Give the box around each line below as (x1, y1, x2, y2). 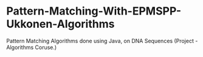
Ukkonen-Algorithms (6, 17, 115, 31)
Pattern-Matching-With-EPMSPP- (6, 4, 182, 18)
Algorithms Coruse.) (6, 44, 57, 51)
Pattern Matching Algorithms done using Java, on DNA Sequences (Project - (6, 37, 198, 44)
